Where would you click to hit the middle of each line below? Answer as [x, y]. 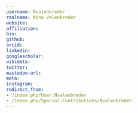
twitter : [17, 67]
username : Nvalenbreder [36, 12]
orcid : [14, 45]
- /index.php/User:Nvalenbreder [46, 95]
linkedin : [19, 51]
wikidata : [19, 62]
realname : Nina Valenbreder [41, 17]
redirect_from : [25, 90]
